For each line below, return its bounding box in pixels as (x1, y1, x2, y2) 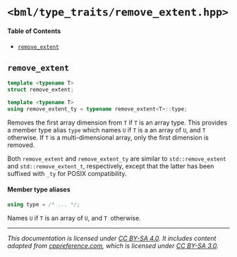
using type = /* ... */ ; (7, 201, 80, 208)
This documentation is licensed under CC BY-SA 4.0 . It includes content (7, 234, 217, 242)
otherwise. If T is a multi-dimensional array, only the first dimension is (7, 133, 209, 142)
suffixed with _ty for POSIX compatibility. (7, 169, 127, 177)
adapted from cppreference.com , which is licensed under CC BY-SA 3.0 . (7, 242, 219, 250)
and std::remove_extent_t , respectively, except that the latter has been (7, 161, 214, 170)
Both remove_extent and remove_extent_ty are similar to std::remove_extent (7, 154, 227, 163)
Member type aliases (7, 185, 71, 194)
